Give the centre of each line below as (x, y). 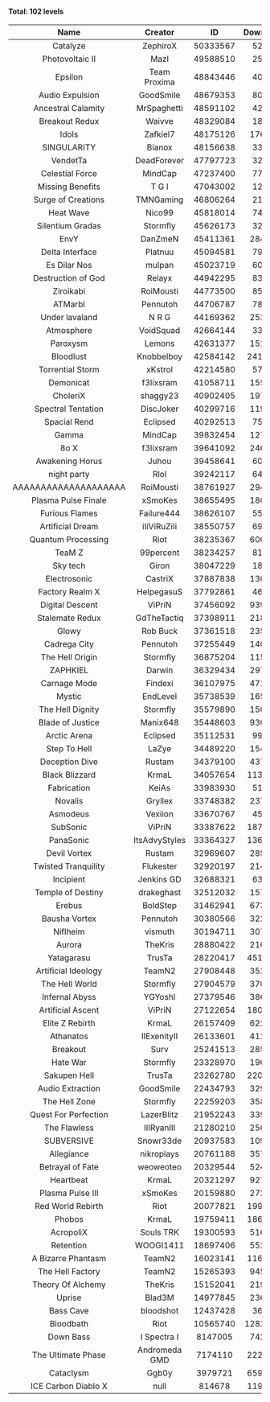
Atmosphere (69, 331)
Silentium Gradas (69, 226)
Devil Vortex (69, 853)
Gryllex (160, 801)
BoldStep (160, 906)
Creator (160, 32)
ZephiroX (160, 46)
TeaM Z (69, 553)
